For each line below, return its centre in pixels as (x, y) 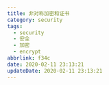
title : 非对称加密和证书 (38, 13)
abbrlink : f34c (29, 58)
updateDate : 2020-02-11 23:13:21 (55, 71)
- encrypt (27, 52)
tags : (15, 26)
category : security (35, 20)
